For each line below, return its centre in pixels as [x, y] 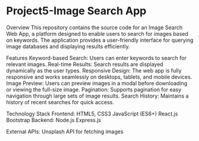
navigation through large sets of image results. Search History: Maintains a [97, 96]
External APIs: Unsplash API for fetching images [65, 131]
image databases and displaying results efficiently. [68, 46]
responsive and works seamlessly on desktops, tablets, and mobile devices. [99, 77]
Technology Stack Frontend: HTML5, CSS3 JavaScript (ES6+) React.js [92, 114]
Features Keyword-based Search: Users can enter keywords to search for [97, 58]
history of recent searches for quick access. [60, 102]
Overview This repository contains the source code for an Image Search [94, 27]
